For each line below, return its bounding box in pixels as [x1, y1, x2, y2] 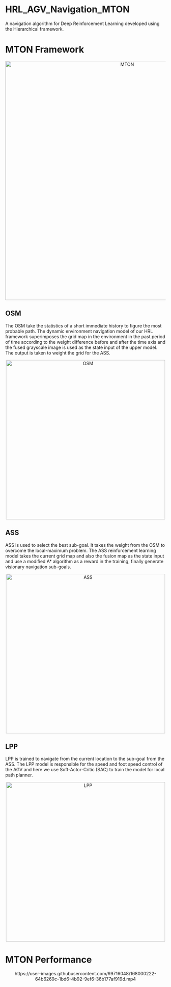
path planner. [5, 772, 33, 778]
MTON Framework [5, 44, 84, 56]
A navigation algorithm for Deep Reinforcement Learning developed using [5, 20, 160, 27]
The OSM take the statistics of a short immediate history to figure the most [5, 322, 162, 328]
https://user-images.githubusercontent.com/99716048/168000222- [14, 971, 157, 977]
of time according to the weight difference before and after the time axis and [5, 339, 166, 345]
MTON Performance [5, 954, 92, 965]
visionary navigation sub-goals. [5, 564, 71, 570]
